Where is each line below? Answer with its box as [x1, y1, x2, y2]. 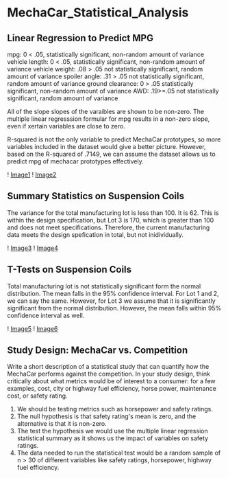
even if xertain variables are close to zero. [7, 122, 125, 130]
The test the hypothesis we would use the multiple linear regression [16, 427, 208, 435]
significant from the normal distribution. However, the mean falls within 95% [7, 304, 222, 312]
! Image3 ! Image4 [7, 244, 58, 252]
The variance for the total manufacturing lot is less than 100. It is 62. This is [7, 208, 219, 217]
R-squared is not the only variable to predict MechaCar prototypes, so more [7, 135, 221, 144]
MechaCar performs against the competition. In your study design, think [7, 369, 211, 378]
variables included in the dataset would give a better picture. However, [7, 143, 207, 150]
